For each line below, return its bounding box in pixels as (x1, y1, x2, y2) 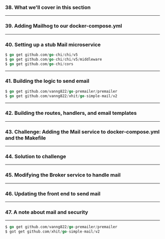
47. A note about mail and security (5, 208, 88, 215)
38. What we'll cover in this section (5, 4, 91, 11)
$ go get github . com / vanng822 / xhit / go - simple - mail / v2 (5, 93, 118, 99)
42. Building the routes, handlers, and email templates (5, 110, 137, 117)
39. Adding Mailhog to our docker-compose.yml (5, 23, 122, 30)
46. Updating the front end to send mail (5, 190, 101, 197)
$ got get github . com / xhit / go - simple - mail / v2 (5, 229, 100, 234)
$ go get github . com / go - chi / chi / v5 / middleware (5, 57, 102, 62)
